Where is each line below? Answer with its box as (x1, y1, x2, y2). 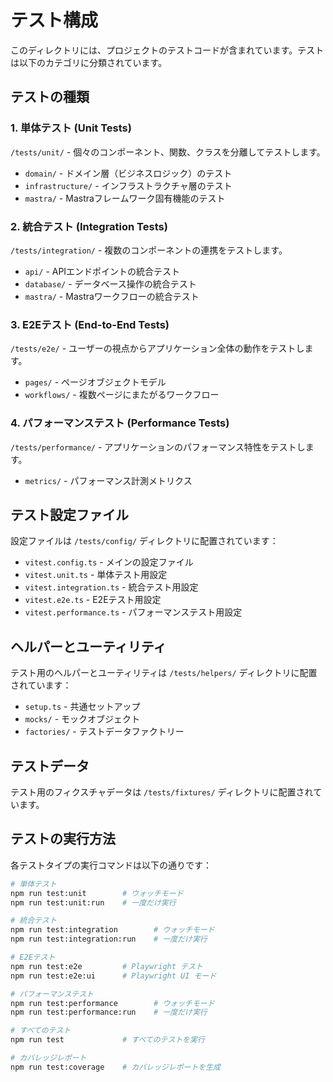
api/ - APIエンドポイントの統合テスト (24, 265, 181, 277)
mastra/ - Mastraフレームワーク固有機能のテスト (24, 192, 226, 204)
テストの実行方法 (10, 831, 116, 848)
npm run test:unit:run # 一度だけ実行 (10, 897, 177, 908)
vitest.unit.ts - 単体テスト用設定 (24, 569, 168, 581)
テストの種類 (10, 89, 90, 106)
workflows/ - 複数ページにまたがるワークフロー (24, 389, 220, 401)
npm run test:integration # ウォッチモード (10, 925, 215, 935)
